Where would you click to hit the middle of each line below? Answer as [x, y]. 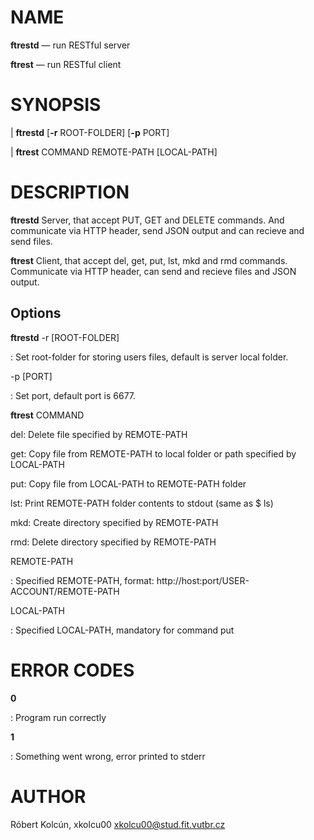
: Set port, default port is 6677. [73, 395]
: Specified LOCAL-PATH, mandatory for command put [122, 630]
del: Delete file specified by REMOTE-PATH [99, 434]
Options [36, 313]
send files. [31, 241]
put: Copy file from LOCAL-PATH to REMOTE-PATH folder [128, 483]
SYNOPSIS [56, 105]
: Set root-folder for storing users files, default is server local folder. [149, 357]
